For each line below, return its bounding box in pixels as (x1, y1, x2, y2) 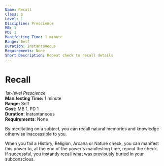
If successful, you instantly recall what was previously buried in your (5, 151, 144, 157)
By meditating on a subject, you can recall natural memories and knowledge (5, 126, 159, 132)
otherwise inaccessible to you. (5, 131, 67, 137)
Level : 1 (5, 16, 23, 21)
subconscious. (5, 156, 35, 162)
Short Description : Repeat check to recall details (5, 53, 113, 58)
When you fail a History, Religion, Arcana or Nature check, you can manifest (5, 140, 159, 146)
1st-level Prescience (5, 90, 46, 96)
